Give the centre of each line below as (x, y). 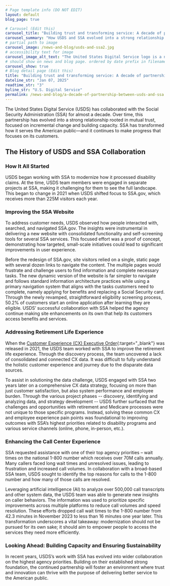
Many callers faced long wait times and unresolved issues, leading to (77, 463)
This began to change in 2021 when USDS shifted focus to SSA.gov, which (83, 194)
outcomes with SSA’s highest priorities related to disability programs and (81, 423)
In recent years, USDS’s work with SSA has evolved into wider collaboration (84, 557)
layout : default (22, 15)
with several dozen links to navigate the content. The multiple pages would (83, 265)
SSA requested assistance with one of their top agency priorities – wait (79, 453)
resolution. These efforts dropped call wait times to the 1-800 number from (83, 511)
